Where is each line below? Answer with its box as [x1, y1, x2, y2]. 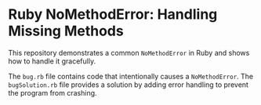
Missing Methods [8, 22, 124, 40]
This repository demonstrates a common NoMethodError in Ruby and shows [8, 48, 250, 57]
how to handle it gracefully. [8, 56, 96, 66]
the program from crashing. [8, 88, 97, 97]
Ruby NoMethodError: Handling [8, 5, 218, 24]
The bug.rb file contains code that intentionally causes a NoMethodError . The [8, 71, 254, 81]
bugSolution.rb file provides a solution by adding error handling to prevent [8, 80, 249, 89]
